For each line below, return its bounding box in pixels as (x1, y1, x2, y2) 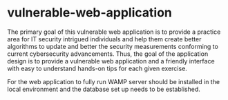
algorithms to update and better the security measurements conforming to (7, 42, 219, 50)
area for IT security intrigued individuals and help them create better (7, 34, 202, 43)
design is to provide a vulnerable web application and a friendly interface (7, 57, 216, 65)
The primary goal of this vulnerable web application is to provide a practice (7, 28, 221, 36)
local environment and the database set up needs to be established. (7, 85, 200, 93)
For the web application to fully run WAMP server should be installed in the (7, 77, 220, 86)
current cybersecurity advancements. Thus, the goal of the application (7, 50, 209, 58)
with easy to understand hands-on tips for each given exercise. (7, 64, 188, 72)
